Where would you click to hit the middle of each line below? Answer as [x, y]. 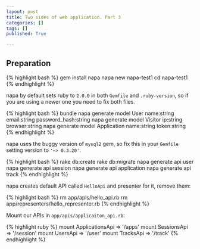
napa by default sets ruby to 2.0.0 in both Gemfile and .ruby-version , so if [97, 95]
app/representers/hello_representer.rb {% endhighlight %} [78, 204]
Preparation [29, 63]
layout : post [22, 12]
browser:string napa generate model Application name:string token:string [96, 126]
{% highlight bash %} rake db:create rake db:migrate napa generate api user [100, 161]
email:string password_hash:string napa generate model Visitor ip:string [94, 119]
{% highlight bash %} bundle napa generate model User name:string [90, 113]
